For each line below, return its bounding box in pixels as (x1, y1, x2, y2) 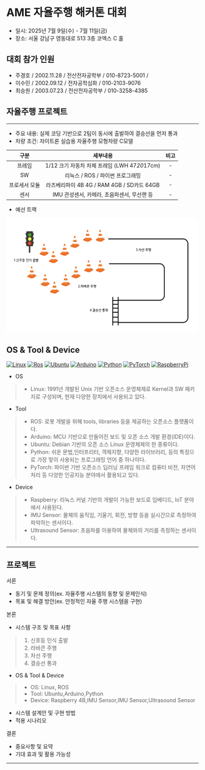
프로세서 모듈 (9, 181, 41, 188)
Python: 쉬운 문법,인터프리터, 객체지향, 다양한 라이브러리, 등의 (30, 449, 179, 456)
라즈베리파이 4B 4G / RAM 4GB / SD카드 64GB (45, 181, 160, 188)
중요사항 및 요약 (15, 743, 53, 750)
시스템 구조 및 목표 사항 (15, 624, 71, 631)
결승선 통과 (30, 659, 57, 667)
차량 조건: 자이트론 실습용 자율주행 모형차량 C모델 (15, 137, 134, 144)
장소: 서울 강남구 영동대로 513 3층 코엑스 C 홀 (15, 34, 124, 42)
